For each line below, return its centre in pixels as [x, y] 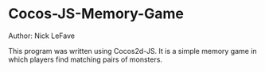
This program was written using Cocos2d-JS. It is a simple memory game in [132, 51]
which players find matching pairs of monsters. [86, 59]
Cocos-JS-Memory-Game [96, 14]
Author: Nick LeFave [42, 36]
